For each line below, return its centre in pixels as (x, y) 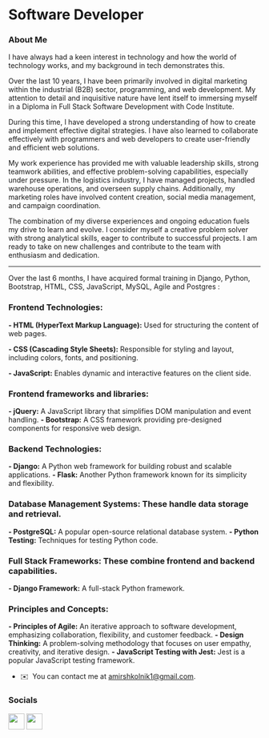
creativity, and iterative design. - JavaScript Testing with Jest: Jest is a (127, 652)
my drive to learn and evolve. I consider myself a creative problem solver (128, 230)
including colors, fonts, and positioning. (73, 357)
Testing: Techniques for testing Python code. (83, 540)
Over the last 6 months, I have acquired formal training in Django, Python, (129, 279)
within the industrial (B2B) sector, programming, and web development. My (132, 90)
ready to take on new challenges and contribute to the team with (115, 247)
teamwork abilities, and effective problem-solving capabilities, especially (128, 172)
